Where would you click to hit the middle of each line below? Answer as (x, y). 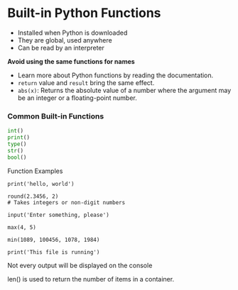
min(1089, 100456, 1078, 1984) (54, 240)
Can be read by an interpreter (61, 48)
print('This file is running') (54, 252)
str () (15, 150)
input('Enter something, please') (59, 215)
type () (17, 144)
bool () (17, 157)
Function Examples (35, 171)
